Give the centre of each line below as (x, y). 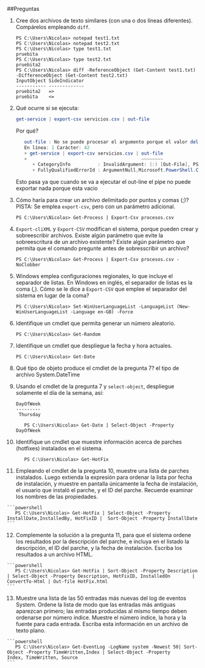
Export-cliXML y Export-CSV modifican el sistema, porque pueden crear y (107, 229)
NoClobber (28, 265)
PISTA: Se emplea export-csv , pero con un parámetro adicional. (96, 207)
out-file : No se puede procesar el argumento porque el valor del (111, 142)
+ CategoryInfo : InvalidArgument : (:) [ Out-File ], (111, 165)
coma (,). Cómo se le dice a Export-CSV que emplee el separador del (101, 289)
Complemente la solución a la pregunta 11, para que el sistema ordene (103, 535)
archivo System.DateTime (48, 375)
